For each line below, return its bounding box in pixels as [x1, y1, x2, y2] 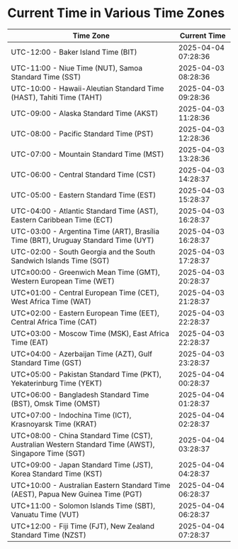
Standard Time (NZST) [11, 530, 86, 540]
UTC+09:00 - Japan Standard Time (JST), [11, 460, 154, 469]
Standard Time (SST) [11, 72, 81, 82]
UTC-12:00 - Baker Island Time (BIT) [11, 47, 137, 57]
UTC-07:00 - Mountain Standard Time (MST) [11, 149, 164, 159]
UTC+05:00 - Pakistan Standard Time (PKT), [11, 369, 161, 379]
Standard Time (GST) [11, 357, 82, 367]
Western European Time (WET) [11, 276, 115, 286]
